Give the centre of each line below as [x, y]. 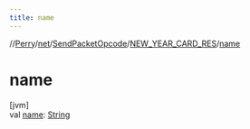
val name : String [40, 115]
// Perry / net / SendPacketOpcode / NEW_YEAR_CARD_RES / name [125, 43]
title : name [32, 18]
